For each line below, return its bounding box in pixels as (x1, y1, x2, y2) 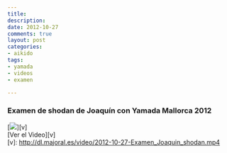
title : (7, 10, 27, 18)
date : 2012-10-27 (7, 23, 59, 30)
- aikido (7, 50, 33, 57)
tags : (7, 57, 23, 64)
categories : (7, 43, 43, 50)
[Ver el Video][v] (7, 130, 56, 139)
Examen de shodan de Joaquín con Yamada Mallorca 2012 (7, 106, 212, 115)
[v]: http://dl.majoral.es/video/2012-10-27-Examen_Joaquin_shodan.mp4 (7, 137, 221, 146)
